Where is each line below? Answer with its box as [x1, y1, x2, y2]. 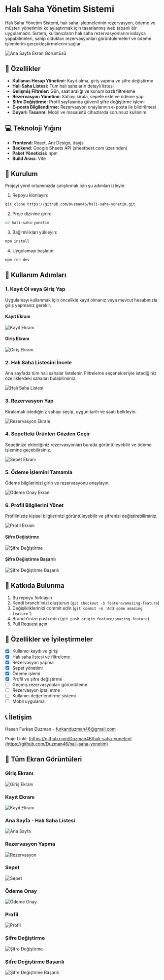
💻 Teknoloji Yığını [5, 124, 62, 133]
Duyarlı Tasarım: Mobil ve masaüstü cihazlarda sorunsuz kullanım [12, 109, 147, 115]
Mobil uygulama [12, 698, 45, 704]
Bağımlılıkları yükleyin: [12, 229, 58, 235]
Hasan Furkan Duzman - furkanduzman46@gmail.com [5, 726, 116, 732]
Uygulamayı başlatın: [12, 248, 55, 254]
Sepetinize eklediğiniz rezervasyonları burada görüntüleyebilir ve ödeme [5, 442, 152, 448]
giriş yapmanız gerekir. [5, 302, 52, 308]
